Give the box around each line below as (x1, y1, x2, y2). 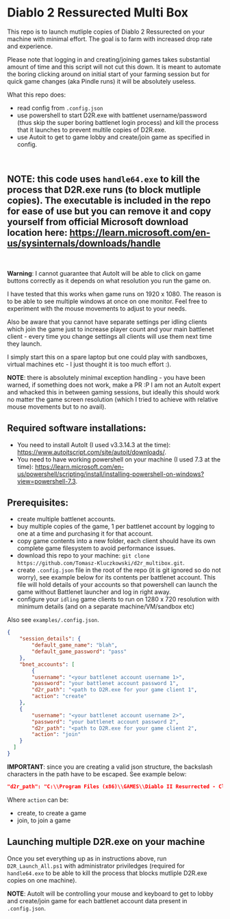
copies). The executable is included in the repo (7, 195, 211, 206)
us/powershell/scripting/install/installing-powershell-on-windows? (16, 470, 204, 478)
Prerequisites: (7, 497, 68, 508)
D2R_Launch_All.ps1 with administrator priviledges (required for (7, 861, 185, 870)
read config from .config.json (16, 104, 103, 112)
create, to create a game (16, 809, 87, 817)
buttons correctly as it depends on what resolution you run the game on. (7, 276, 211, 285)
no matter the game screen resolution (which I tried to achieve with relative (7, 395, 218, 403)
